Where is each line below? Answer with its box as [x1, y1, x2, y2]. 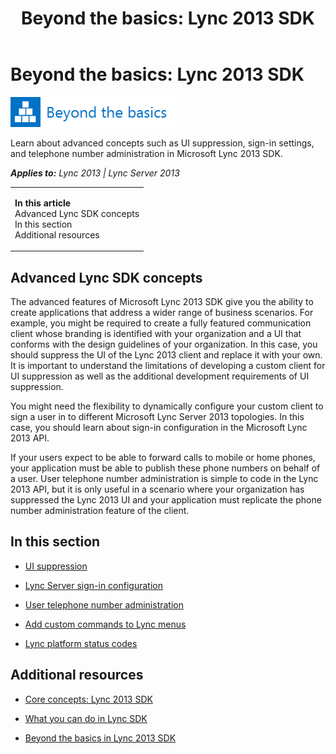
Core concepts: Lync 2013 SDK [24, 693, 153, 705]
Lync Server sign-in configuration [24, 579, 163, 591]
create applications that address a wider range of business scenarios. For [10, 307, 314, 318]
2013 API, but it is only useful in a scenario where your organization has [10, 483, 305, 495]
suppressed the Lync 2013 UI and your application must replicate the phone [10, 494, 322, 506]
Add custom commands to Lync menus [24, 618, 187, 630]
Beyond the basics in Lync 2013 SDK [24, 732, 177, 744]
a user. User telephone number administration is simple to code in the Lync [10, 473, 319, 484]
